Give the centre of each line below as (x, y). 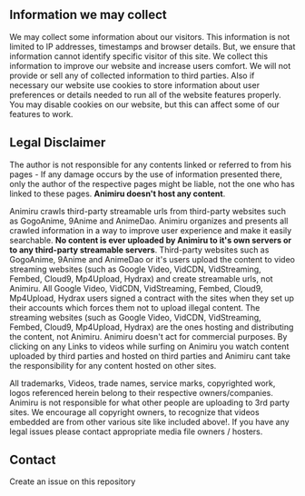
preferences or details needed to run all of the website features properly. (145, 94)
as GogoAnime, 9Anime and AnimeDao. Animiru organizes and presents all (149, 221)
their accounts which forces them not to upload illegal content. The (135, 307)
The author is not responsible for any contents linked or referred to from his (151, 164)
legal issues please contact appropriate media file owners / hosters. (136, 432)
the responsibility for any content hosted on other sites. (113, 365)
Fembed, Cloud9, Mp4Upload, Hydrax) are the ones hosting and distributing (152, 327)
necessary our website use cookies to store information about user (135, 84)
